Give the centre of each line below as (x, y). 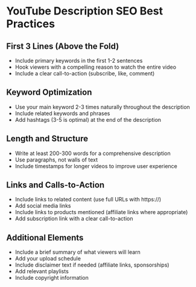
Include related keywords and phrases (62, 113)
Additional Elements (45, 237)
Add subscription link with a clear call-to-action (74, 219)
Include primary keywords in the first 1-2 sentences (79, 61)
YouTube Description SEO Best (85, 11)
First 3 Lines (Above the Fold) (63, 46)
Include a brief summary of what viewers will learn (77, 252)
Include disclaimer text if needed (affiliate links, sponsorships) (92, 265)
